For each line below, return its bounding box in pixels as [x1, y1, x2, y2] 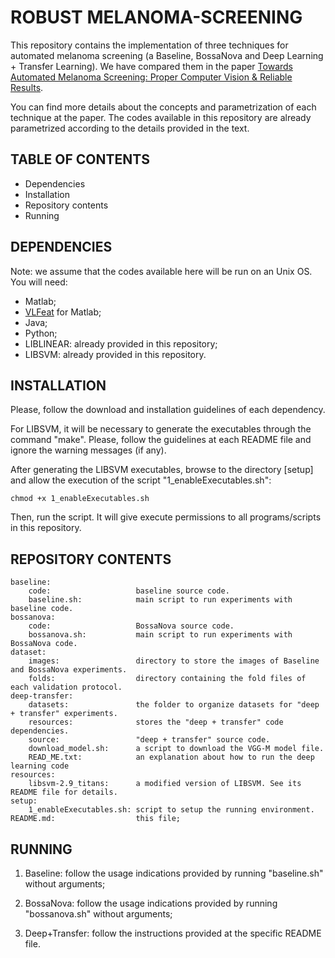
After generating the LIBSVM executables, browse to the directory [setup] [10, 464, 314, 476]
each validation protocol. [10, 682, 123, 693]
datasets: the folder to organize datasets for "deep [28, 700, 320, 710]
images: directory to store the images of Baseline [28, 656, 320, 666]
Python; [24, 327, 58, 339]
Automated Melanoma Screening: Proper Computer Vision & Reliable [10, 71, 293, 83]
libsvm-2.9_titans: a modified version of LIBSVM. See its [28, 779, 302, 789]
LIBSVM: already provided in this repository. [24, 348, 207, 360]
